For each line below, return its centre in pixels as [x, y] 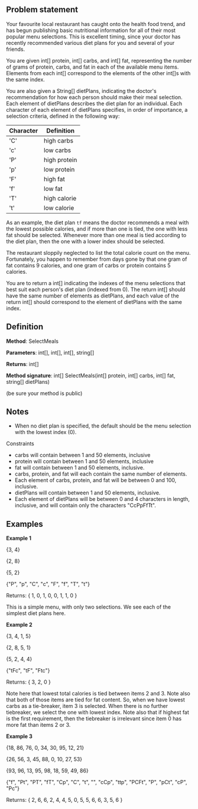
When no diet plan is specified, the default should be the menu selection [103, 426]
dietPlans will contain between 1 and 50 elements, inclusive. [87, 493]
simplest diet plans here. [36, 613]
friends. [16, 49]
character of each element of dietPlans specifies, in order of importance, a [97, 109]
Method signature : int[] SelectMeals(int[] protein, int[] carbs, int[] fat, [91, 376]
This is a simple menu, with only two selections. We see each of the [89, 607]
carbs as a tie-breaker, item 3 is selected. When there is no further [87, 706]
